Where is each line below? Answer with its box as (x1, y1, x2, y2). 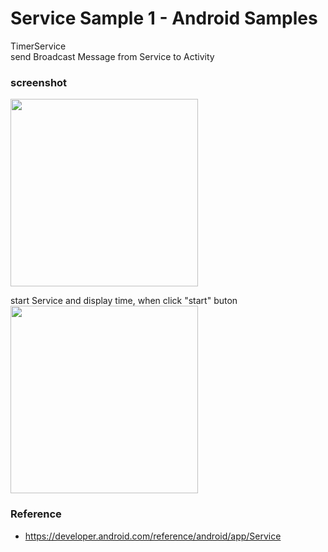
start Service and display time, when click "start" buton (10, 295, 238, 307)
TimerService (10, 40, 67, 52)
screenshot (10, 75, 68, 89)
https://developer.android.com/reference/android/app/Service (24, 530, 282, 542)
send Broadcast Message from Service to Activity (10, 50, 215, 62)
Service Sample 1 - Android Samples (10, 7, 318, 30)
